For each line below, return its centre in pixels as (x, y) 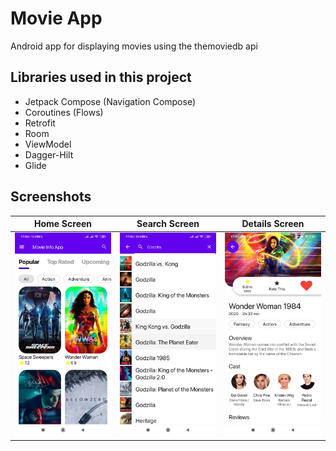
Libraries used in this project (101, 77)
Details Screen (273, 224)
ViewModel (48, 144)
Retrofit (40, 123)
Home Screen (63, 224)
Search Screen (168, 224)
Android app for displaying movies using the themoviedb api (134, 46)
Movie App (56, 18)
